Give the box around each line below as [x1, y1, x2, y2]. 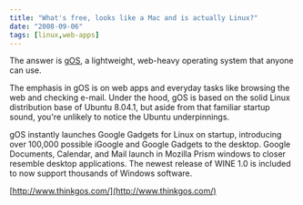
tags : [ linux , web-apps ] [9, 30, 100, 39]
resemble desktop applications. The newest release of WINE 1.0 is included [9, 159, 291, 169]
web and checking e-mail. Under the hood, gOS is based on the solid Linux [9, 92, 291, 103]
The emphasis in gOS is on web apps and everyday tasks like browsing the [9, 83, 290, 94]
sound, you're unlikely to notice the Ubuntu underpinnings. [9, 111, 230, 123]
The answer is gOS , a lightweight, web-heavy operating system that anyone [9, 56, 294, 67]
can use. [9, 65, 43, 76]
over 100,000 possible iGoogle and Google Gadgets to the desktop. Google [9, 138, 291, 150]
